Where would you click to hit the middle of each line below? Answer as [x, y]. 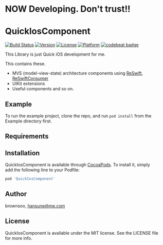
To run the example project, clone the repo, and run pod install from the [78, 116]
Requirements [27, 136]
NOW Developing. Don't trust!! [68, 9]
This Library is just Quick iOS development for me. [55, 54]
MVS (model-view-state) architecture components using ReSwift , [78, 73]
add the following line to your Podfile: [43, 170]
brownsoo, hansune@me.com [35, 205]
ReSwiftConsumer [30, 79]
